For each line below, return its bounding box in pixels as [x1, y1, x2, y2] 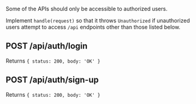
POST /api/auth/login [5, 41, 88, 51]
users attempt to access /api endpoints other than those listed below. [5, 24, 181, 30]
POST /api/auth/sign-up [5, 75, 99, 85]
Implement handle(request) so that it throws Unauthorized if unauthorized [5, 17, 190, 24]
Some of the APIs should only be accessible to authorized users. [5, 5, 168, 12]
